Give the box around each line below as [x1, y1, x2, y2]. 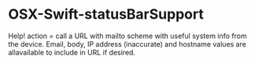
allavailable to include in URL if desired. [8, 47, 136, 57]
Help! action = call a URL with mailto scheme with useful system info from [8, 31, 248, 40]
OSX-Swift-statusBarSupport [8, 5, 205, 23]
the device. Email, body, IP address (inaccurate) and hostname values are [8, 39, 246, 48]
